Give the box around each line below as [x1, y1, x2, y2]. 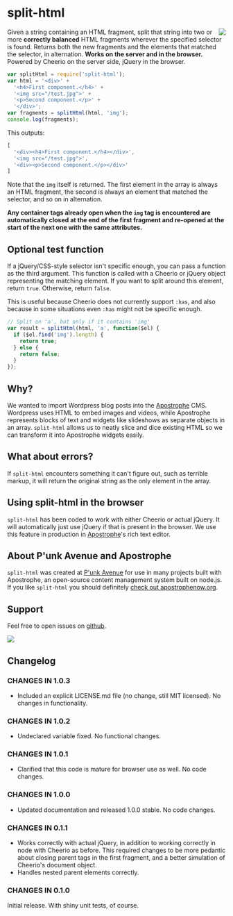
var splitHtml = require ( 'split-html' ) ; [7, 71, 126, 78]
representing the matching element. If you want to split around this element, [7, 276, 224, 285]
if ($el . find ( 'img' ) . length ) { [13, 331, 104, 338]
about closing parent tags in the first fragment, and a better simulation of [17, 853, 225, 862]
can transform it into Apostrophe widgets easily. [7, 431, 144, 439]
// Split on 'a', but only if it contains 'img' [7, 318, 150, 326]
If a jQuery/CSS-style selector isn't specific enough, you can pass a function [7, 262, 226, 270]
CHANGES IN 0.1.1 [7, 823, 68, 833]
